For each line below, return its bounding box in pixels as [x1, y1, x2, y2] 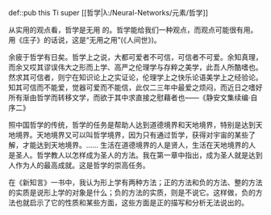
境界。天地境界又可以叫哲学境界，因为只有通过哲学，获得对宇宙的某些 [15, 130, 248, 140]
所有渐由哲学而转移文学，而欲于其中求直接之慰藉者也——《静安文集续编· [8, 93, 252, 102]
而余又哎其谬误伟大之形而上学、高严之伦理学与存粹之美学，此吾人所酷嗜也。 [8, 62, 263, 72]
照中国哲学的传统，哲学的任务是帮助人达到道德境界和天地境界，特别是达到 [8, 120, 256, 129]
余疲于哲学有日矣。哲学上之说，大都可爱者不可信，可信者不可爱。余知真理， [8, 53, 263, 61]
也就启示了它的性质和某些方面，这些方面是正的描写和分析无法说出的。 [15, 198, 248, 207]
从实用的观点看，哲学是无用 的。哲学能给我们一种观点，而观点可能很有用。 [8, 25, 258, 35]
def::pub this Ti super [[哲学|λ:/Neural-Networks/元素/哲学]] [8, 8, 208, 17]
